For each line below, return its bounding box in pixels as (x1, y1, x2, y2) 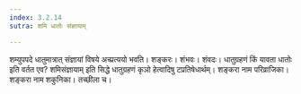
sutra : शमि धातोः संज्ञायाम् (9, 21, 87, 30)
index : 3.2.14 (9, 13, 63, 22)
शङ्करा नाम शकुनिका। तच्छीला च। (9, 73, 112, 85)
